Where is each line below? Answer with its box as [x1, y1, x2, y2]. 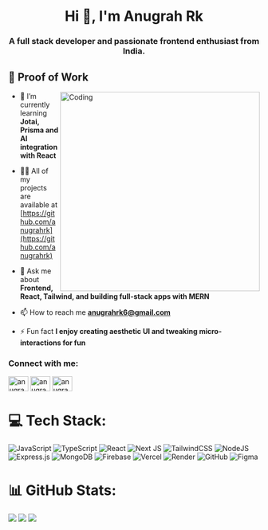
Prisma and [19, 125, 59, 135]
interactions [19, 338, 61, 347]
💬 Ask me [19, 266, 52, 276]
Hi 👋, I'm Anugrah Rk [65, 7, 203, 26]
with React [19, 151, 57, 160]
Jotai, [19, 116, 40, 126]
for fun [62, 338, 86, 347]
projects [19, 183, 48, 192]
